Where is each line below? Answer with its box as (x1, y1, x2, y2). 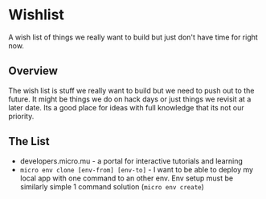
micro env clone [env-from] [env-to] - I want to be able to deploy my (19, 164, 254, 174)
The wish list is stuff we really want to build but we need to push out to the (8, 85, 255, 95)
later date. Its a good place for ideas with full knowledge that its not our (8, 102, 244, 112)
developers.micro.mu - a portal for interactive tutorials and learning (19, 155, 243, 166)
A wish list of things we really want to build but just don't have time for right (8, 32, 259, 42)
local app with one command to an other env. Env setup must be (19, 173, 234, 183)
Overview (8, 64, 59, 78)
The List (8, 135, 50, 148)
